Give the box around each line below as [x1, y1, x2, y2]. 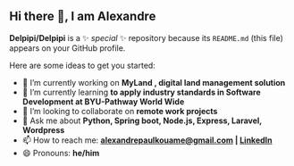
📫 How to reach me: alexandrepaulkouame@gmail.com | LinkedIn [21, 135, 273, 145]
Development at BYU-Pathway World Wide [21, 95, 185, 107]
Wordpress [21, 124, 65, 135]
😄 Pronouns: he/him [21, 147, 100, 158]
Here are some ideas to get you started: [9, 60, 156, 71]
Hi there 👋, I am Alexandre [9, 9, 156, 24]
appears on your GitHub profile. [9, 42, 126, 54]
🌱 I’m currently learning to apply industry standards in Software [21, 87, 261, 97]
